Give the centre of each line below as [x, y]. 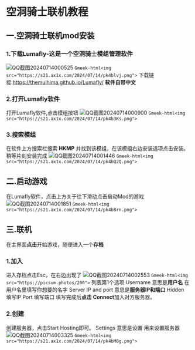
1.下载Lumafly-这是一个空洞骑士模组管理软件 [70, 53]
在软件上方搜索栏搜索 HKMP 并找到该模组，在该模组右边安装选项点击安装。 [97, 149]
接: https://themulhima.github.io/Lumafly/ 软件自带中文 [71, 82]
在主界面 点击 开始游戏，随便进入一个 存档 [55, 245]
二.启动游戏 [27, 181]
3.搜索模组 [21, 134]
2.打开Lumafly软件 [33, 99]
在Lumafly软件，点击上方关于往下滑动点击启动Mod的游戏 [75, 197]
